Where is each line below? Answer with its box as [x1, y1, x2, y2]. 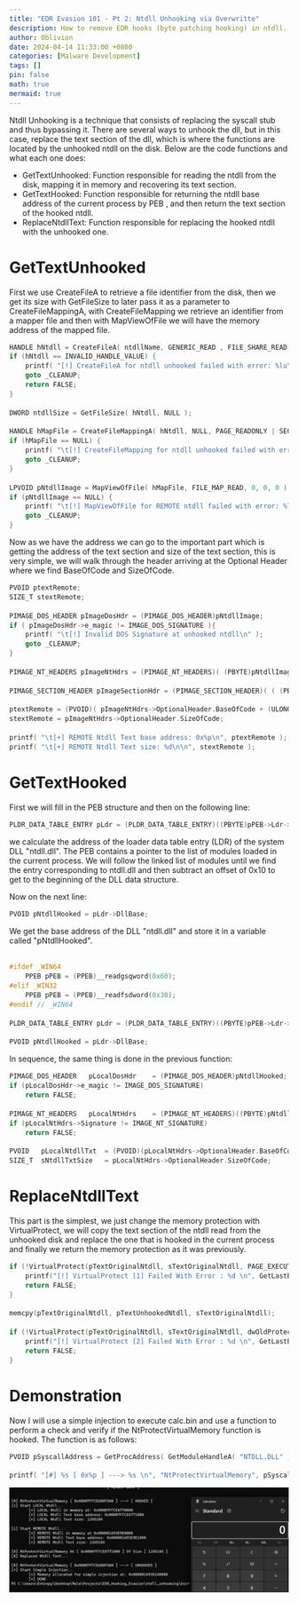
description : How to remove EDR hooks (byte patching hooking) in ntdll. [9, 23, 288, 33]
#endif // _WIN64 [9, 1000, 74, 1009]
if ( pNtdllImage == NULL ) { [9, 493, 114, 502]
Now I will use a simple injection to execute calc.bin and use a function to [9, 1415, 277, 1425]
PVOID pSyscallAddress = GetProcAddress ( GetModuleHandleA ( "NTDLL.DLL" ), [9, 1452, 295, 1461]
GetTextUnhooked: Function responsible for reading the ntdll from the [21, 170, 277, 180]
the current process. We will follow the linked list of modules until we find [9, 855, 277, 866]
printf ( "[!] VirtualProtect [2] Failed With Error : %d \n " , [25, 1336, 255, 1345]
